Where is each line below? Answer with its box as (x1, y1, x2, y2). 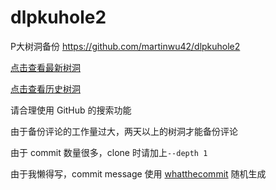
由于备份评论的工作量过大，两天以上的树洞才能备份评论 (10, 125, 238, 137)
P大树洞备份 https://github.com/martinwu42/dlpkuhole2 (10, 40, 241, 52)
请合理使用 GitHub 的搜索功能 (10, 104, 132, 116)
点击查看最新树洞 (10, 61, 81, 73)
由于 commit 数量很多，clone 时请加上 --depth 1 (10, 146, 208, 158)
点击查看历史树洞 (10, 82, 81, 95)
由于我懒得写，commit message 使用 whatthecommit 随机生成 (10, 167, 267, 180)
